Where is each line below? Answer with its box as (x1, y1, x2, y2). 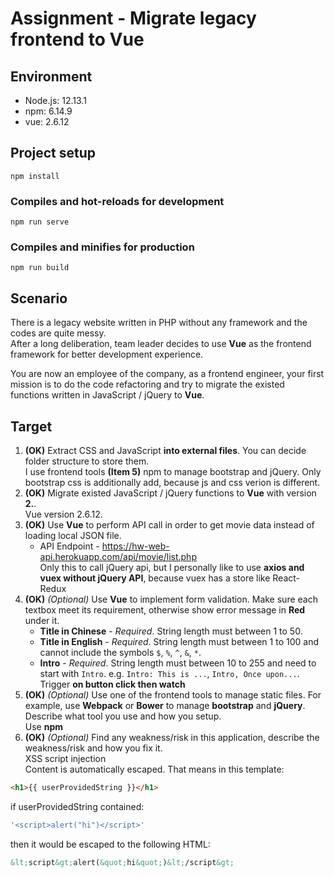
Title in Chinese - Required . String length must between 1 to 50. (39, 625, 303, 637)
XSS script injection (24, 753, 107, 765)
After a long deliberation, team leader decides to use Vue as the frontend (10, 338, 312, 350)
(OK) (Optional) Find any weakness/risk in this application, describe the (24, 732, 320, 744)
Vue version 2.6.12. (24, 508, 103, 521)
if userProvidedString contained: (10, 800, 145, 812)
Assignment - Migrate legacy (10, 7, 257, 30)
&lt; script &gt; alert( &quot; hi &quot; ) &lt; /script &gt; (10, 857, 235, 867)
